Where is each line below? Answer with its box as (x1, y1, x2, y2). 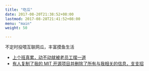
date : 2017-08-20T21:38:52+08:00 (5, 12, 74, 17)
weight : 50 (5, 26, 28, 31)
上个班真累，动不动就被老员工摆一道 (12, 55, 86, 61)
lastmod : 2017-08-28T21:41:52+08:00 (5, 16, 80, 21)
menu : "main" (5, 21, 32, 26)
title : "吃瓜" (5, 7, 33, 12)
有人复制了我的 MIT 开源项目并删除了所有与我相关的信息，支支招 (12, 61, 144, 67)
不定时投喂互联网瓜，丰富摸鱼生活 (5, 44, 74, 50)
